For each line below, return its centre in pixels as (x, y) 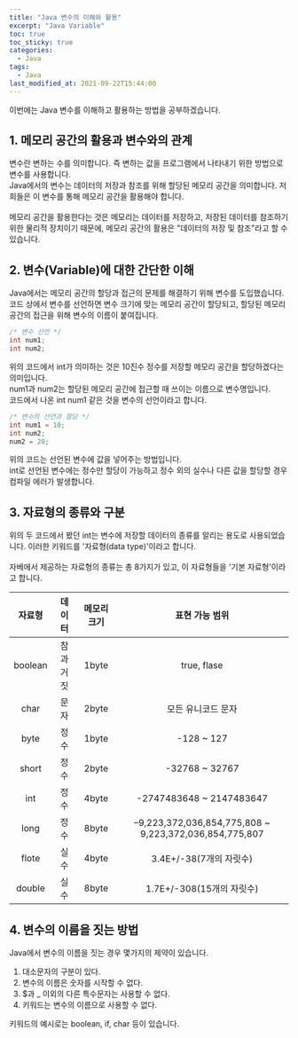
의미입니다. (28, 377)
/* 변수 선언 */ (35, 332)
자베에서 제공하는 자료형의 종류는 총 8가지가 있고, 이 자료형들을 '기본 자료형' (141, 567)
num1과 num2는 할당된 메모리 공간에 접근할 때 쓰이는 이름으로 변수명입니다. (140, 389)
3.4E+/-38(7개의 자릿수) (202, 859)
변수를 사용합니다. (40, 175)
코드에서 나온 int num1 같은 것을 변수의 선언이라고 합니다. (108, 399)
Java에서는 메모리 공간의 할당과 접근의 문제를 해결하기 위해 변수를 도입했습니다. (147, 293)
